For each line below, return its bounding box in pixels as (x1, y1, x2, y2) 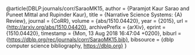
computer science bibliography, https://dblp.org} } (6, 42, 127, 49)
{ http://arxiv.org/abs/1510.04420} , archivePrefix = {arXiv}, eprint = (6, 23, 166, 30)
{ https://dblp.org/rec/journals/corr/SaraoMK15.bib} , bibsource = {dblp (6, 36, 174, 43)
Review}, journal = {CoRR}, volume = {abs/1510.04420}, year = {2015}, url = (6, 18, 188, 24)
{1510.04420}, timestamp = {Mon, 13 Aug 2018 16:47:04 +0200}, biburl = (6, 30, 182, 37)
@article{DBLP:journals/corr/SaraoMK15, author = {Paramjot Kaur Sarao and (6, 5, 190, 12)
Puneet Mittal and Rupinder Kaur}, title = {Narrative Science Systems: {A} (6, 11, 183, 18)
